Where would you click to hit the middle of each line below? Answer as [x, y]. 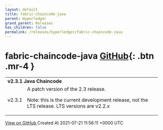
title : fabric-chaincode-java [36, 14]
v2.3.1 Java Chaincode [35, 81]
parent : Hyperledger [26, 18]
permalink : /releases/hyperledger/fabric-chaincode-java [64, 32]
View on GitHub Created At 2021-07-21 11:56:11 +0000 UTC [64, 123]
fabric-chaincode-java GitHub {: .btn [80, 56]
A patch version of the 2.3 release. [66, 89]
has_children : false [26, 28]
